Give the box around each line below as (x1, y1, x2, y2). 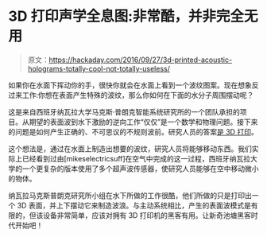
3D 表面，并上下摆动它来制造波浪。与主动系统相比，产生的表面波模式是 (17, 200, 252, 210)
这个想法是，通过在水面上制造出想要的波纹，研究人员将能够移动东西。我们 (8, 144, 252, 153)
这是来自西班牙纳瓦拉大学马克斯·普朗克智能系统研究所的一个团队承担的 (8, 107, 241, 116)
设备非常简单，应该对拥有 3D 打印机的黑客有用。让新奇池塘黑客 (42, 210, 252, 220)
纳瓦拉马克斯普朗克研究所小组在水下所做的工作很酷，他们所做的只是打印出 (8, 190, 252, 200)
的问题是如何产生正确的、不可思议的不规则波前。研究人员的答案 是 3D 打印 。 (8, 126, 258, 136)
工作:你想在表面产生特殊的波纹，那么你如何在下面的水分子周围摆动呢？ (21, 90, 254, 99)
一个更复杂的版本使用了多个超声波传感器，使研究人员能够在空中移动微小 (21, 164, 259, 173)
